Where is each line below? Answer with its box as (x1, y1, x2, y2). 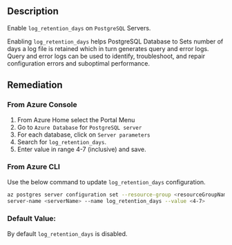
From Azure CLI (7, 162, 60, 172)
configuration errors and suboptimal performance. (7, 59, 151, 68)
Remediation (7, 79, 64, 91)
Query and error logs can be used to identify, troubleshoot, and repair (7, 52, 206, 60)
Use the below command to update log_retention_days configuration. (7, 177, 206, 186)
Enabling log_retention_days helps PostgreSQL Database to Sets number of (7, 37, 224, 46)
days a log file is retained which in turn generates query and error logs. (7, 44, 209, 52)
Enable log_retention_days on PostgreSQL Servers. (7, 23, 151, 32)
